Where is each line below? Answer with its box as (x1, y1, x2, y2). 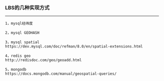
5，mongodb (5, 67, 27, 72)
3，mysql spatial (5, 40, 40, 45)
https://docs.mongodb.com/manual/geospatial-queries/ (5, 71, 117, 76)
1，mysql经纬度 (5, 21, 33, 26)
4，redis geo (5, 53, 31, 59)
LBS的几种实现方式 (5, 4, 50, 11)
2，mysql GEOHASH (5, 31, 40, 35)
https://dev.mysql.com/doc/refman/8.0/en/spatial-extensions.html (5, 44, 143, 49)
